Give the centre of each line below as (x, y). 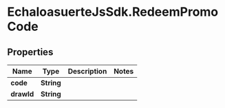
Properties (30, 52)
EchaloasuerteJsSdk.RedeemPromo (113, 12)
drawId (22, 94)
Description (87, 71)
